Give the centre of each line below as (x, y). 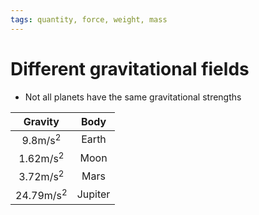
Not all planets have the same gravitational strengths (133, 97)
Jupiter (93, 194)
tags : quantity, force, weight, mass (89, 19)
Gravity (41, 121)
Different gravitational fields (130, 68)
